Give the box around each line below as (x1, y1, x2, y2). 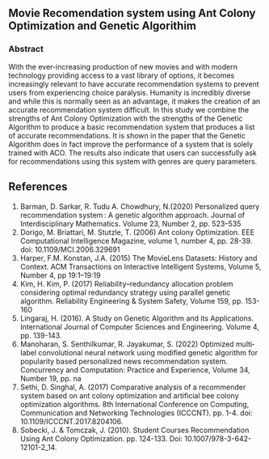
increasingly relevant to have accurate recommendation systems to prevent (8, 79, 260, 88)
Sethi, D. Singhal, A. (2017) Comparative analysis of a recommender (19, 382, 246, 392)
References (8, 180, 68, 193)
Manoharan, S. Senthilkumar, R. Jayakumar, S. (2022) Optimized (19, 339, 234, 349)
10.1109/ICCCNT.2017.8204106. (19, 416, 124, 426)
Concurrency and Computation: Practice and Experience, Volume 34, (19, 364, 250, 375)
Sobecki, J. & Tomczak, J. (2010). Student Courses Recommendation (19, 425, 250, 435)
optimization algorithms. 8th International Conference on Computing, (19, 399, 250, 409)
